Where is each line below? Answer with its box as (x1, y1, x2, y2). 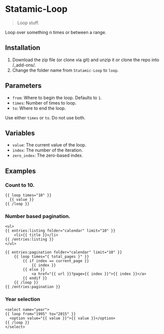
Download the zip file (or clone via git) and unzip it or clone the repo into (12, 57, 160, 63)
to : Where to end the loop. (12, 105, 66, 111)
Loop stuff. (17, 20, 39, 26)
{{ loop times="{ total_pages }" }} (14, 254, 90, 260)
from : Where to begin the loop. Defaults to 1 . (12, 95, 102, 101)
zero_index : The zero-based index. (12, 152, 83, 158)
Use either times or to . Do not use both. (5, 114, 86, 120)
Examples (5, 167, 36, 175)
